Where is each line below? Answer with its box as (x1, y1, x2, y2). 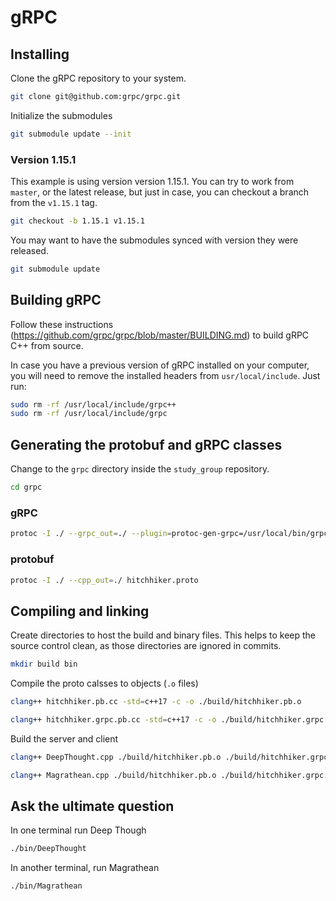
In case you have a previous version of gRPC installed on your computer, (10, 359, 310, 371)
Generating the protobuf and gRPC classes (10, 436, 283, 453)
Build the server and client (10, 732, 119, 745)
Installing (10, 46, 70, 63)
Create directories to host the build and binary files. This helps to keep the (10, 629, 316, 641)
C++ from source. (10, 339, 84, 351)
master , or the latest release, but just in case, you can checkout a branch (10, 186, 310, 198)
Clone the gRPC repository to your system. (10, 72, 187, 84)
